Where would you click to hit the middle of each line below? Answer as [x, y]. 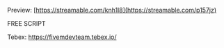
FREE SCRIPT [26, 23]
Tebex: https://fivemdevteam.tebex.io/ [62, 37]
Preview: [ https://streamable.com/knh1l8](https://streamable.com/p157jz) [112, 10]
